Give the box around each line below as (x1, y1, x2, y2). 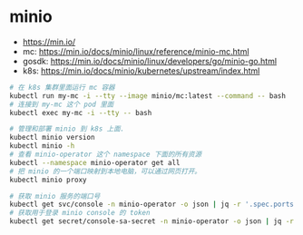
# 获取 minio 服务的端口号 (9, 191, 101, 201)
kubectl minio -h (9, 142, 75, 151)
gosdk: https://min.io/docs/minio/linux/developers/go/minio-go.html (22, 55, 278, 66)
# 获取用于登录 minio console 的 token (9, 209, 151, 218)
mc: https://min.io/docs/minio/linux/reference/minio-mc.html (22, 45, 249, 56)
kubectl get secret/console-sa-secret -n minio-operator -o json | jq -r (9, 217, 295, 226)
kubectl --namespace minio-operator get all (9, 158, 181, 167)
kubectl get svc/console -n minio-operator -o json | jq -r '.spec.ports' (9, 200, 298, 210)
